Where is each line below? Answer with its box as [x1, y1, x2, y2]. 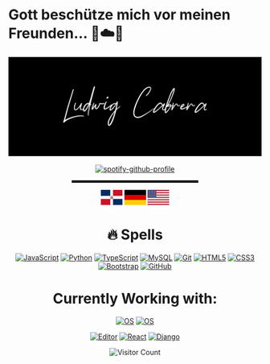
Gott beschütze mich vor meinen [8, 6, 231, 24]
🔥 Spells [107, 225, 163, 243]
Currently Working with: [52, 289, 218, 308]
